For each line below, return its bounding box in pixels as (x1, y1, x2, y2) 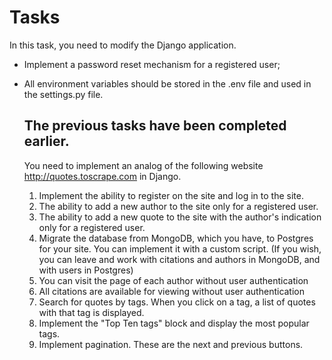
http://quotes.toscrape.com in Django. (23, 170, 182, 182)
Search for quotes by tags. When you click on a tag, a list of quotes (38, 296, 316, 308)
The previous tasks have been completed (23, 117, 287, 135)
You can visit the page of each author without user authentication (38, 274, 309, 286)
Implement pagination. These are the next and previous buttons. (38, 338, 304, 350)
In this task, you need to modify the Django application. (9, 39, 237, 51)
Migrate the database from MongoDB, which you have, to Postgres (38, 232, 314, 244)
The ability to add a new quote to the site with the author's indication (38, 211, 322, 223)
